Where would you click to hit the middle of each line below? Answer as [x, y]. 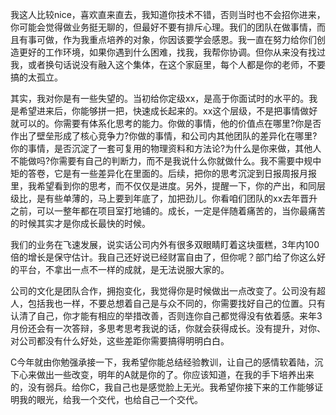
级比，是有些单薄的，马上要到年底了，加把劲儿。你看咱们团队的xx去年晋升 [164, 198]
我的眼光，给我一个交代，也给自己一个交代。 [110, 399]
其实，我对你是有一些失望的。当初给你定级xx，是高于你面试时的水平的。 [160, 98]
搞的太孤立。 [36, 77]
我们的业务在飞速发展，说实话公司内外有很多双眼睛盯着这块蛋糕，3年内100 [165, 244]
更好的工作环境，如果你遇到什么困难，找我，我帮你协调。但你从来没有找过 [172, 52]
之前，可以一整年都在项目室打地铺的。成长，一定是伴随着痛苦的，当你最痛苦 [168, 211]
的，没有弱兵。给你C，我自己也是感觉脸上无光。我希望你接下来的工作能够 [162, 387]
